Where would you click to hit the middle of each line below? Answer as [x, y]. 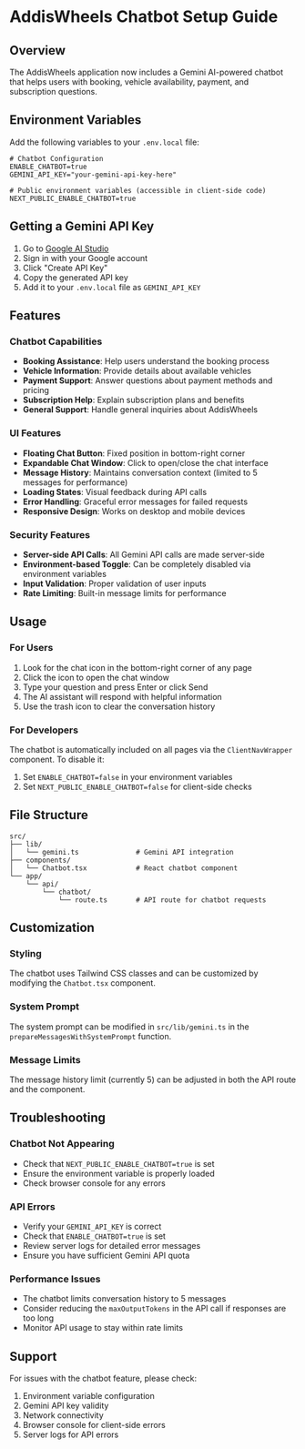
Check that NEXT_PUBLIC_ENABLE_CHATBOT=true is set [119, 1163]
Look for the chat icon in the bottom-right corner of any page [137, 667]
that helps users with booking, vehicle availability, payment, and [129, 82]
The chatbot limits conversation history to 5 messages [124, 1299]
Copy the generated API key [76, 277]
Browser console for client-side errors [94, 1425]
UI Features [36, 433]
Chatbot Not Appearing [62, 1144]
